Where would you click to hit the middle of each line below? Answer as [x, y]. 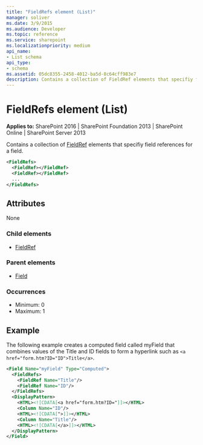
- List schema [24, 57]
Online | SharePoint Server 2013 [46, 133]
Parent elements [31, 263]
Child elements [29, 234]
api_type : [19, 62]
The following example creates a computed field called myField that [91, 345]
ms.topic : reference [32, 35]
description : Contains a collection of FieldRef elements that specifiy [100, 79]
